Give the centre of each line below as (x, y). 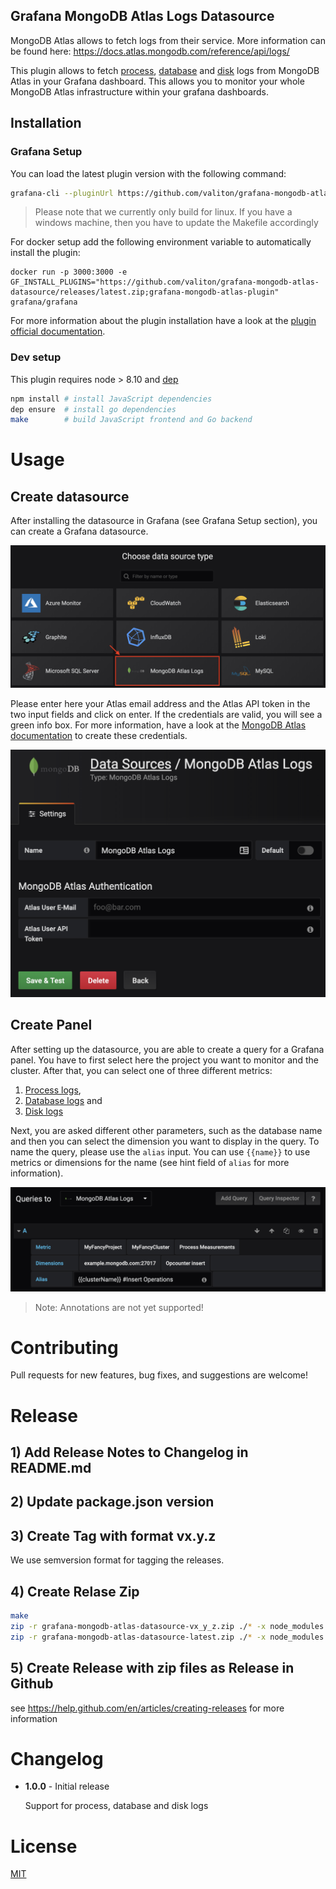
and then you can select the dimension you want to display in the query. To (165, 1141)
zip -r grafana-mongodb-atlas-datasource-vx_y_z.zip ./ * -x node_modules (167, 1626)
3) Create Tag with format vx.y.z (113, 1535)
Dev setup (36, 357)
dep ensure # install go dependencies (93, 409)
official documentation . (58, 331)
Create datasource (70, 496)
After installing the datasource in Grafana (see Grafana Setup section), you (164, 521)
